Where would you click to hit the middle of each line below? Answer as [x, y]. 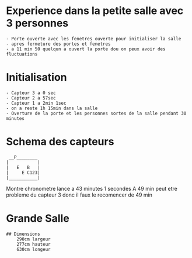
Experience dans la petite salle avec [95, 11]
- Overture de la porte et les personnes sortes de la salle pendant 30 [96, 113]
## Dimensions [23, 234]
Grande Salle [38, 218]
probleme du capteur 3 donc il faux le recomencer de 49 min [79, 195]
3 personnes [37, 23]
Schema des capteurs [60, 142]
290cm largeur [34, 239]
